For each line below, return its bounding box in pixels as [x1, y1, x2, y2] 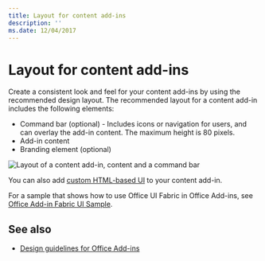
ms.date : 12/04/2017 [8, 26, 77, 34]
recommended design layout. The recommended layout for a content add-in [8, 95, 258, 105]
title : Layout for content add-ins [8, 11, 127, 20]
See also [8, 222, 52, 236]
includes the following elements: [8, 104, 115, 114]
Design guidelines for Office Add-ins [19, 243, 140, 253]
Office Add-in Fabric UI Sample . [8, 200, 113, 209]
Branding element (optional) [19, 145, 111, 154]
